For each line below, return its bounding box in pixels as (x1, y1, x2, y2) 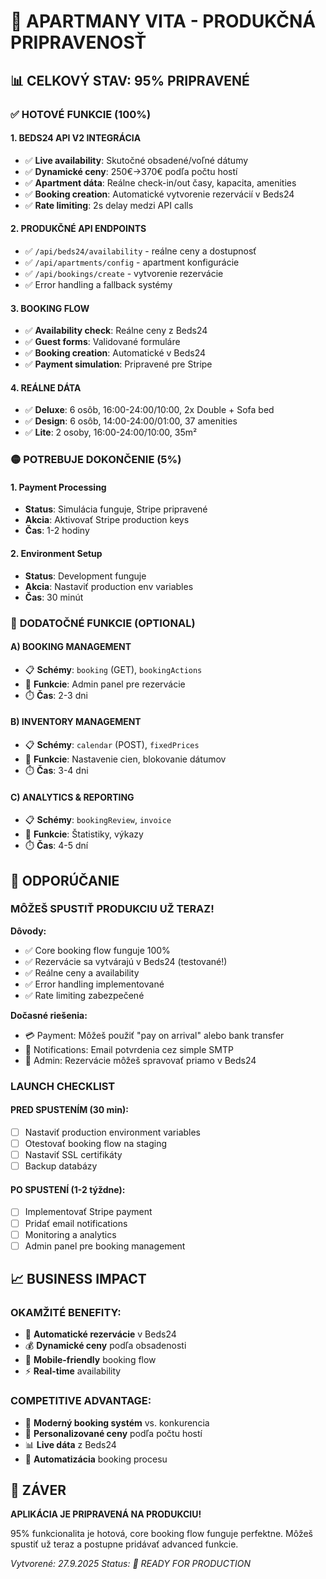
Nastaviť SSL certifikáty (24, 1149, 123, 1161)
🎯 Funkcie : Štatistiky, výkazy (24, 828, 144, 840)
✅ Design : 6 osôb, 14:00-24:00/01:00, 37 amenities (24, 415, 238, 427)
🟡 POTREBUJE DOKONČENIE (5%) (10, 453, 182, 467)
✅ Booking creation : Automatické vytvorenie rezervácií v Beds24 (24, 188, 295, 200)
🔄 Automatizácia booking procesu (24, 1453, 168, 1465)
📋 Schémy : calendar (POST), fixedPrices (24, 738, 200, 750)
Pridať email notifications (24, 1217, 128, 1229)
